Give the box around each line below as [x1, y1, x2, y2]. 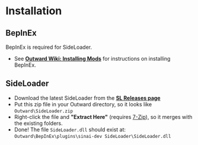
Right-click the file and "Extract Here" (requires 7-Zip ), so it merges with [14, 113, 193, 120]
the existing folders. [14, 119, 63, 127]
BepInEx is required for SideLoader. [5, 43, 92, 51]
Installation [5, 4, 62, 18]
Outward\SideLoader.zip [14, 108, 74, 114]
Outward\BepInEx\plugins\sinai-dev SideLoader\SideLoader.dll [14, 133, 171, 139]
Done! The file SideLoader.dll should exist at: [14, 126, 126, 133]
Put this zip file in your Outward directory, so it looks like [14, 100, 152, 108]
